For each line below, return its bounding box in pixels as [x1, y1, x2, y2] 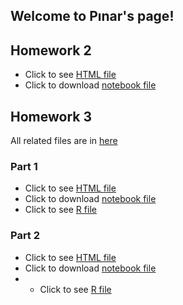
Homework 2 [10, 42, 92, 59]
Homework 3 [10, 108, 92, 125]
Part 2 [10, 229, 41, 243]
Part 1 [10, 159, 38, 173]
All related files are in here [10, 135, 118, 147]
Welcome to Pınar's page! [10, 8, 175, 25]
